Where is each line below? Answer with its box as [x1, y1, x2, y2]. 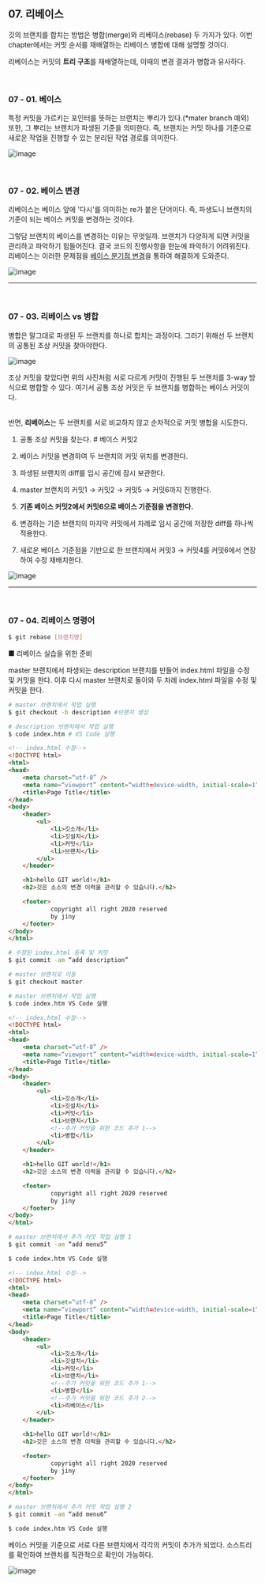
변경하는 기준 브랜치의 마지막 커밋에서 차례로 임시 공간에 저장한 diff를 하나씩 [19, 518, 254, 528]
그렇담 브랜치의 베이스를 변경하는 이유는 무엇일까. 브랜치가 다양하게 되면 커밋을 [8, 232, 251, 241]
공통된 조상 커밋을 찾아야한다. [16, 340, 108, 350]
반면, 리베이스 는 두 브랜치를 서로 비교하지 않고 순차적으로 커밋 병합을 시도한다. [8, 418, 248, 427]
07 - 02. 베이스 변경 [8, 185, 80, 196]
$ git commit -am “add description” [8, 956, 129, 964]
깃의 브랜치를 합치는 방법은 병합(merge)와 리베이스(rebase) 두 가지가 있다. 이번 [8, 30, 253, 40]
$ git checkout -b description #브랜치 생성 [8, 708, 148, 716]
